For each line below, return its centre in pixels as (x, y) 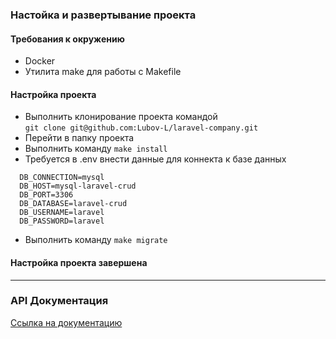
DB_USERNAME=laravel (62, 213)
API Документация (59, 301)
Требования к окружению (67, 39)
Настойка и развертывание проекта (103, 15)
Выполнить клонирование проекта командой (121, 117)
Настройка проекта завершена (79, 262)
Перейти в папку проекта (79, 138)
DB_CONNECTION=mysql (62, 178)
